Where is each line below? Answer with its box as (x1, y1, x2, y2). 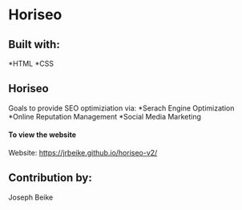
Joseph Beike (8, 192, 54, 202)
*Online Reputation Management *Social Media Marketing (8, 111, 202, 121)
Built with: (8, 38, 60, 51)
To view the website (8, 130, 77, 139)
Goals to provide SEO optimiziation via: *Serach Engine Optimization (8, 103, 235, 113)
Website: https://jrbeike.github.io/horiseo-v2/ (8, 148, 158, 158)
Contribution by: (8, 171, 92, 185)
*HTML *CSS (8, 59, 54, 68)
